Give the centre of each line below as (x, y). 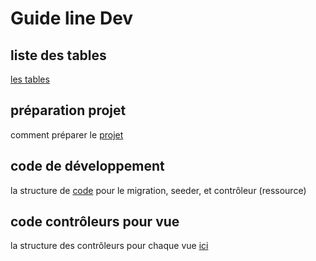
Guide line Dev (72, 18)
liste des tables (58, 55)
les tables (30, 79)
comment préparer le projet (67, 134)
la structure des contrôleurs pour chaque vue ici (109, 246)
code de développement (87, 166)
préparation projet (68, 110)
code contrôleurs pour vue (95, 222)
